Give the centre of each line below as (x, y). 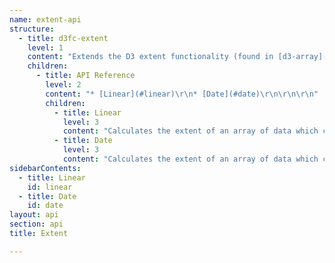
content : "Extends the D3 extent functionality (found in (150, 57)
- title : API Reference (85, 76)
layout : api (34, 215)
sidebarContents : (45, 168)
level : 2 (63, 85)
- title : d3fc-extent (63, 38)
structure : (32, 29)
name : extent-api (45, 19)
